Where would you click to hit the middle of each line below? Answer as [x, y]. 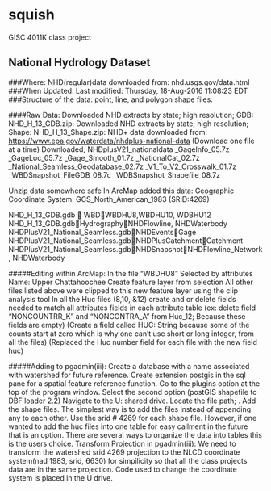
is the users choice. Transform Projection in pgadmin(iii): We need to [122, 443]
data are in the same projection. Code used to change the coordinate [123, 469]
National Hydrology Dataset [79, 63]
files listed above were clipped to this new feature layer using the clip [123, 290]
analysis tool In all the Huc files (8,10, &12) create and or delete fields [122, 299]
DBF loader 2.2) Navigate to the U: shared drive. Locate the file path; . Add [132, 401]
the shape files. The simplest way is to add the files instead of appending [130, 409]
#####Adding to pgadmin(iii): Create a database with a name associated [129, 366]
